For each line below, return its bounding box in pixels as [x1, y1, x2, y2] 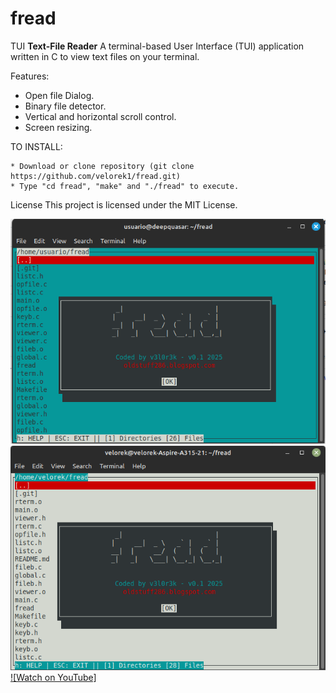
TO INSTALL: [10, 140, 63, 152]
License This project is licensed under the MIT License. [10, 198, 238, 211]
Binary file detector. [24, 100, 107, 112]
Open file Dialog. [24, 89, 95, 101]
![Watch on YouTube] [10, 671, 97, 683]
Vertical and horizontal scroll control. [24, 110, 177, 122]
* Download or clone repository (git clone [10, 161, 195, 171]
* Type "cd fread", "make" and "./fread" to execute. [10, 181, 240, 191]
